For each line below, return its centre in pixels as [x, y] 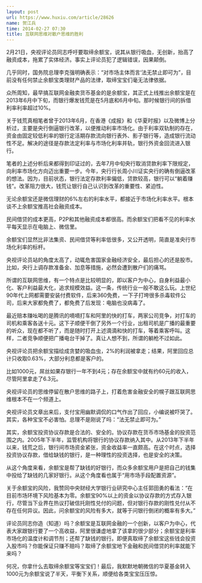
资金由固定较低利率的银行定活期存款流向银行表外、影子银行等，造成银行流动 [101, 136]
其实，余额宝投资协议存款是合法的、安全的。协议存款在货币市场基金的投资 [98, 432]
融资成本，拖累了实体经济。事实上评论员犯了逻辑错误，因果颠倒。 [88, 60]
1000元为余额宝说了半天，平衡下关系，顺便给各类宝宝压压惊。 [84, 574]
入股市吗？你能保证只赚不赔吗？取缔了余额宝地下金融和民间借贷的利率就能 [98, 546]
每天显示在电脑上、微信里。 [45, 227]
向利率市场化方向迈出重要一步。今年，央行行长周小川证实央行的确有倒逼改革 [101, 171]
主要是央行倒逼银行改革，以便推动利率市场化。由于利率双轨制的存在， [109, 128]
